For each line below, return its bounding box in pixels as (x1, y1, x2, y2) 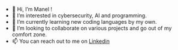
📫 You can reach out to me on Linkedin (11, 37, 110, 45)
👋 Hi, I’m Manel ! (11, 6, 53, 12)
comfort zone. (11, 31, 47, 38)
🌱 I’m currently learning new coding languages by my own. (11, 18, 157, 25)
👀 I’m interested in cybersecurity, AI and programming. (11, 12, 147, 19)
